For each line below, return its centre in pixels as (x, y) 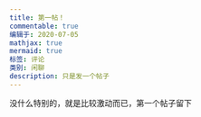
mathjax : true (36, 43)
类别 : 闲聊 (27, 68)
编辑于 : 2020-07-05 (44, 34)
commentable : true (44, 26)
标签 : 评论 (27, 59)
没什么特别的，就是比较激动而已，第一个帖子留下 (100, 103)
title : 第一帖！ (37, 18)
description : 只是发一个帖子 (60, 76)
